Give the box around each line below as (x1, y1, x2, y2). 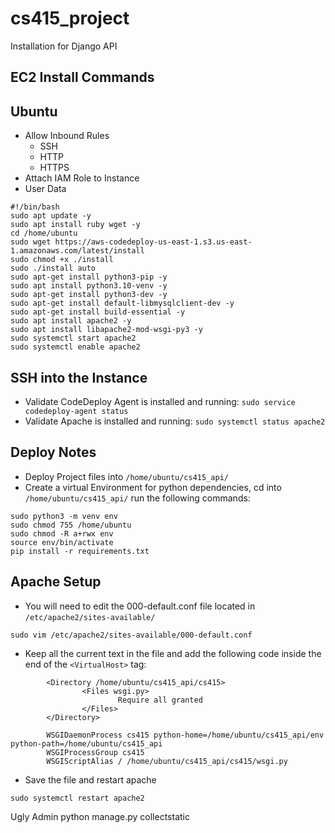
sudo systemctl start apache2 (10, 333, 137, 344)
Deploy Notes (10, 444, 97, 461)
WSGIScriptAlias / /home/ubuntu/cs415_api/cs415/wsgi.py (46, 756, 288, 766)
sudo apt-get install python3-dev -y (10, 290, 168, 300)
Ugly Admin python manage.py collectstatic (10, 810, 190, 822)
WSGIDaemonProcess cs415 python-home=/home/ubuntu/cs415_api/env (46, 730, 325, 740)
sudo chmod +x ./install (10, 255, 114, 265)
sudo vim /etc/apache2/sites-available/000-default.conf (10, 630, 253, 640)
